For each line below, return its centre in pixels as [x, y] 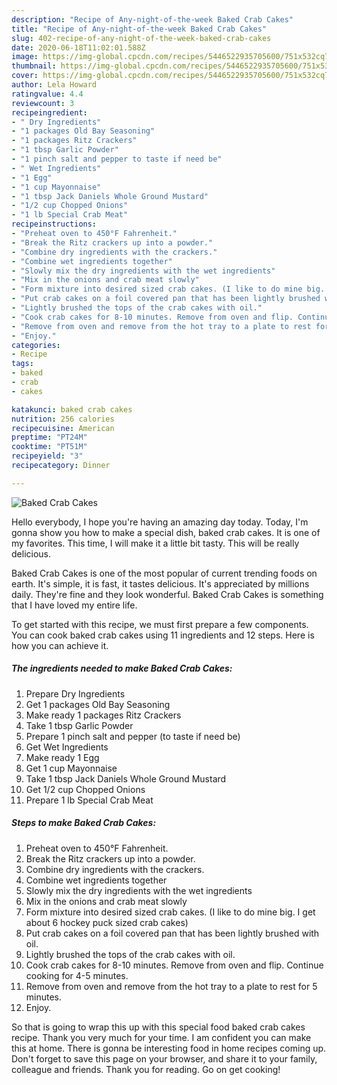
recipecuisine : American [63, 428]
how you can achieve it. [60, 645]
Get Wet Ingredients [67, 747]
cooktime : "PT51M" [49, 447]
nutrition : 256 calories [63, 419]
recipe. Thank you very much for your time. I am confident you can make [161, 1037]
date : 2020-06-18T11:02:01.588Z [78, 47]
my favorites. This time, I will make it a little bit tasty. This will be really [155, 543]
